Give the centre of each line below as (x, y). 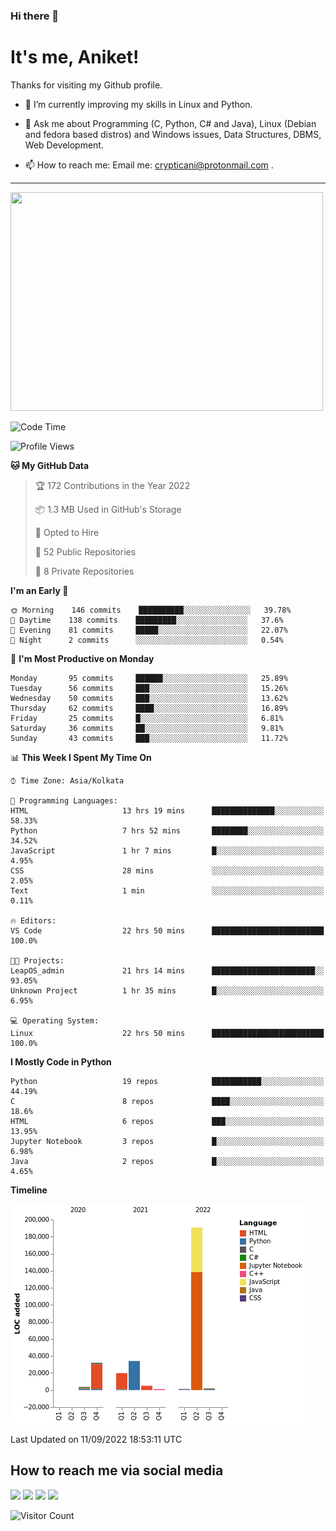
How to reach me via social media (117, 1470)
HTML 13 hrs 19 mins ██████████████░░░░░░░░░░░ (167, 810)
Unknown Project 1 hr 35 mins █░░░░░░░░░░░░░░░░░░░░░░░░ (167, 990)
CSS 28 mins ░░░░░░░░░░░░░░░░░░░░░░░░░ (167, 870)
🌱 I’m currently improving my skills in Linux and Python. (138, 104)
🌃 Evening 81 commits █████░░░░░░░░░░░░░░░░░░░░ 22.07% (149, 630)
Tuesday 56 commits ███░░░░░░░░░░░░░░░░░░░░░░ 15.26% (149, 688)
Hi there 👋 (35, 16)
